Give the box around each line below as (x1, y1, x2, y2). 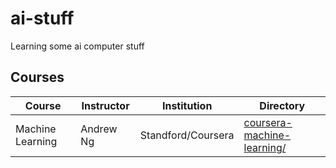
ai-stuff (10, 7, 75, 30)
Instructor (81, 98, 130, 112)
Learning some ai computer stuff (10, 40, 145, 52)
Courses (10, 69, 65, 86)
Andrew (80, 122, 118, 136)
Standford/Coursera (139, 128, 235, 142)
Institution (161, 98, 213, 112)
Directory (259, 98, 306, 112)
